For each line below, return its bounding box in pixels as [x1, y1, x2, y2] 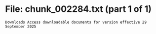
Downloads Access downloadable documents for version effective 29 [5, 20, 147, 25]
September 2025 [5, 24, 37, 29]
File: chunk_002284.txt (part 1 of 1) [5, 3, 152, 15]
